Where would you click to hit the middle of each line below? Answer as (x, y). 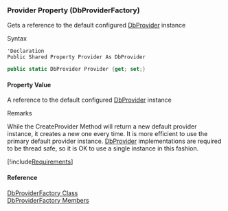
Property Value (29, 85)
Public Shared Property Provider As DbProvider (77, 57)
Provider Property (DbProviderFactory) (73, 10)
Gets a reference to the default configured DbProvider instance (96, 25)
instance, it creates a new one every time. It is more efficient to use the (107, 134)
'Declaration (26, 51)
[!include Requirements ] (40, 162)
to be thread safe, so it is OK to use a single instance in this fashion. (103, 148)
